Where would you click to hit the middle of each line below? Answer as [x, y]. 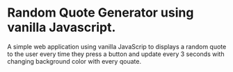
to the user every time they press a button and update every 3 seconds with [116, 54]
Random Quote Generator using [101, 13]
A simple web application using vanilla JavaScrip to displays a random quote [117, 46]
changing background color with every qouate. [74, 61]
